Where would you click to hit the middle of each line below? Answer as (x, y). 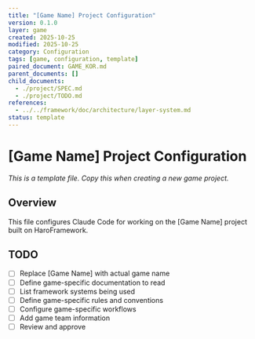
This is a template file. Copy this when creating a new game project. (118, 178)
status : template (36, 118)
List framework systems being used (77, 291)
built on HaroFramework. (48, 230)
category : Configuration (49, 52)
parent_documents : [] (44, 74)
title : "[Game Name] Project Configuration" (82, 15)
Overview (33, 203)
